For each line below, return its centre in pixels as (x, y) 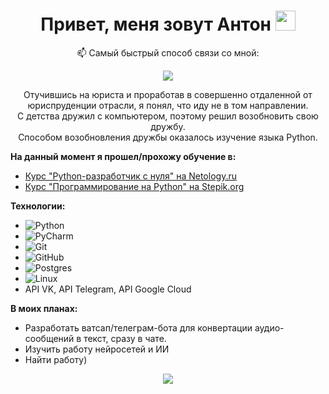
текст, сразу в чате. (125, 338)
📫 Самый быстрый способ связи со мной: (168, 52)
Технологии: (38, 206)
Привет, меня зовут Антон (156, 24)
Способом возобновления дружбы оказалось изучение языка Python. (168, 137)
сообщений (49, 338)
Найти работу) (56, 359)
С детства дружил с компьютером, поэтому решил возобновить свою (168, 116)
